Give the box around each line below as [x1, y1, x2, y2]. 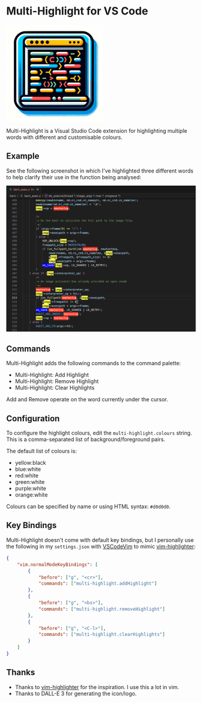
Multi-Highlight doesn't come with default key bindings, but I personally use [6, 536, 194, 544]
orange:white [14, 491, 48, 498]
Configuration [6, 413, 60, 424]
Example [6, 151, 40, 161]
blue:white [14, 466, 41, 473]
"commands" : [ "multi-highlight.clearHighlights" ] [38, 632, 165, 638]
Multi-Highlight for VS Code [6, 4, 148, 18]
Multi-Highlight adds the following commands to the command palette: [6, 360, 182, 367]
